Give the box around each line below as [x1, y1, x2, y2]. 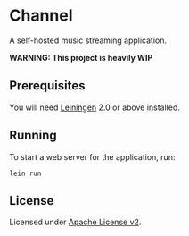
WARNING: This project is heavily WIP [9, 52, 153, 63]
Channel [9, 5, 73, 26]
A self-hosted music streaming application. [9, 35, 168, 46]
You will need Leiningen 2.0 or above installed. [9, 102, 181, 113]
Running [9, 128, 58, 143]
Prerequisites [9, 78, 86, 94]
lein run [9, 169, 42, 178]
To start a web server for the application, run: [9, 151, 176, 162]
